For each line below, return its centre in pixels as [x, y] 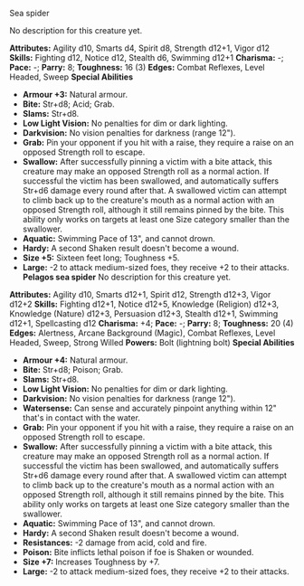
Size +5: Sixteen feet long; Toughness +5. [101, 258]
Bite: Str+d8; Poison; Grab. [73, 369]
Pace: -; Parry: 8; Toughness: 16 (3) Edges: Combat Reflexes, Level [137, 67]
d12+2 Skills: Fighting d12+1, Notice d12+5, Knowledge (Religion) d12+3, [144, 304]
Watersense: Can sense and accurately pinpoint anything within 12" [150, 408]
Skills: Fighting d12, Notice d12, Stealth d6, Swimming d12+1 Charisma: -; [147, 57]
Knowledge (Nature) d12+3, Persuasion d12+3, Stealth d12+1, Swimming [144, 314]
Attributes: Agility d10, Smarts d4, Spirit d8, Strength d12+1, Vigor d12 [139, 48]
